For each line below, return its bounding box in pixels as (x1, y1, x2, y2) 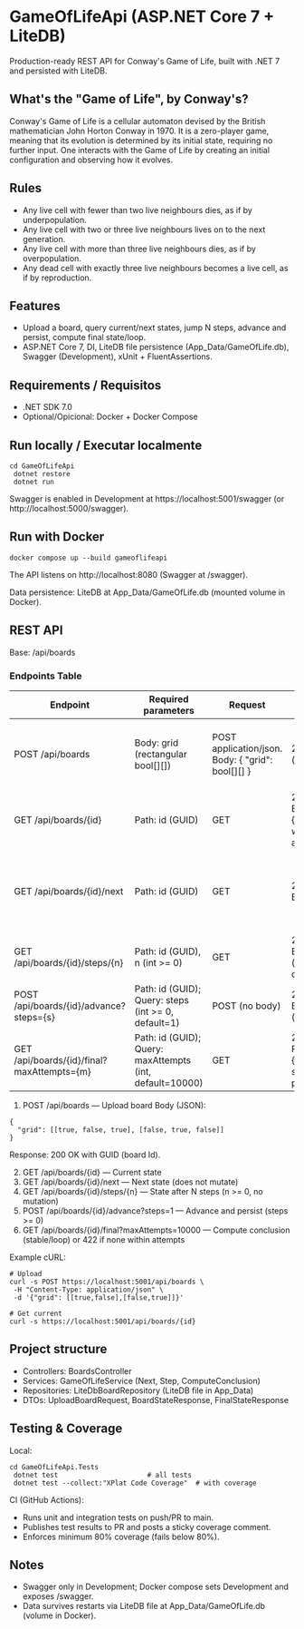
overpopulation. (22, 252, 81, 264)
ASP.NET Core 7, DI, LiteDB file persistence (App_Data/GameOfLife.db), (22, 342, 290, 353)
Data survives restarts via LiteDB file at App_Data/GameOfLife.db (22, 1601, 265, 1612)
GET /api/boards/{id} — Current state (22, 1166, 162, 1177)
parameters (143, 704, 195, 717)
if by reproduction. (22, 272, 92, 283)
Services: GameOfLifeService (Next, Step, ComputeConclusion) (22, 1375, 261, 1386)
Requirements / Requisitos (9, 377, 162, 393)
